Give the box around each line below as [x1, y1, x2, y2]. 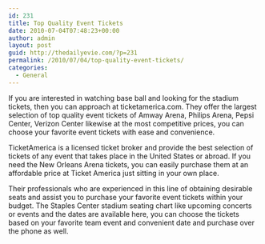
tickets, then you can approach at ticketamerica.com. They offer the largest [8, 102, 258, 111]
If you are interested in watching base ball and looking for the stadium [8, 93, 239, 102]
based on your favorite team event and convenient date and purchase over [8, 218, 255, 227]
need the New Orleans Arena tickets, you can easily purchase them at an [8, 159, 249, 169]
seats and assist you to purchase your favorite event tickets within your [8, 192, 243, 202]
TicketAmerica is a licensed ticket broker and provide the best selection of [8, 142, 254, 152]
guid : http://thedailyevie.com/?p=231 [8, 49, 138, 57]
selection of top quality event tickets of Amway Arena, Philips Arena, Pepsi [8, 110, 255, 120]
